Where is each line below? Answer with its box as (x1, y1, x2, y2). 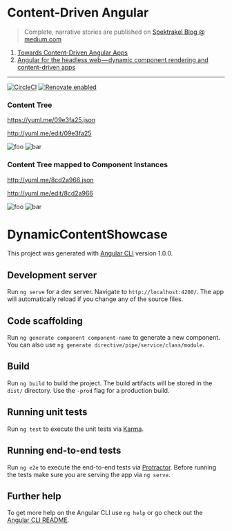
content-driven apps (17, 63, 76, 71)
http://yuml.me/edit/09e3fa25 (7, 129, 92, 137)
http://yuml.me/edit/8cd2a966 (7, 189, 93, 197)
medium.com (23, 35, 62, 43)
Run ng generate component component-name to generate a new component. (7, 334, 221, 342)
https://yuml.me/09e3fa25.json (7, 116, 95, 124)
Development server (7, 269, 97, 281)
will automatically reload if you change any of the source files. (7, 295, 184, 303)
